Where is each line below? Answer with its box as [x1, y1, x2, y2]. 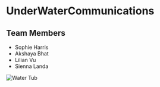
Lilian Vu [14, 57, 36, 63]
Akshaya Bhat [14, 50, 49, 57]
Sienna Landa [14, 63, 49, 70]
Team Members [6, 28, 65, 38]
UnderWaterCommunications [6, 4, 155, 18]
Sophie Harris [14, 44, 49, 51]
